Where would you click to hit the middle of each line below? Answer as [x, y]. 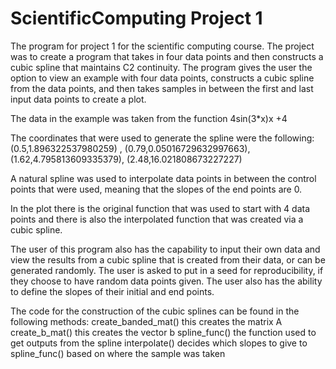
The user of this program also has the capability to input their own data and [165, 249]
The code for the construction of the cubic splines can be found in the [155, 311]
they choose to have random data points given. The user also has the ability [166, 281]
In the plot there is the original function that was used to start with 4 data [160, 208]
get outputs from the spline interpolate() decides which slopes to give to [159, 343]
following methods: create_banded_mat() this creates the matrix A [146, 321]
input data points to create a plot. [78, 99]
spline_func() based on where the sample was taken [118, 353]
